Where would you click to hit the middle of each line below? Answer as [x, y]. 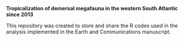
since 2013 [20, 14]
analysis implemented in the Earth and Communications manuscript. [88, 32]
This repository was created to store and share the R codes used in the [92, 26]
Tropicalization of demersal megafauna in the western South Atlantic [92, 8]
